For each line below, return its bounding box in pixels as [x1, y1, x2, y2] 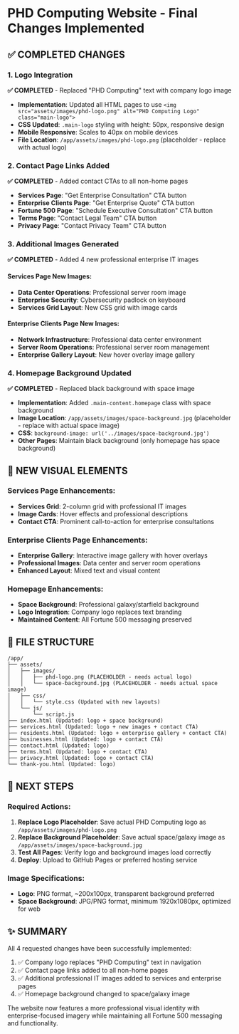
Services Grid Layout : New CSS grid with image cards [17, 303, 178, 311]
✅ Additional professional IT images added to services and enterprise [17, 974, 222, 983]
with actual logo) [17, 142, 68, 151]
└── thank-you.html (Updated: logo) [7, 761, 116, 768]
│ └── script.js [7, 711, 75, 719]
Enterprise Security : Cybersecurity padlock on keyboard [17, 296, 186, 304]
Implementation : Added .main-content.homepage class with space [17, 399, 211, 407]
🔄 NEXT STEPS [7, 780, 74, 792]
